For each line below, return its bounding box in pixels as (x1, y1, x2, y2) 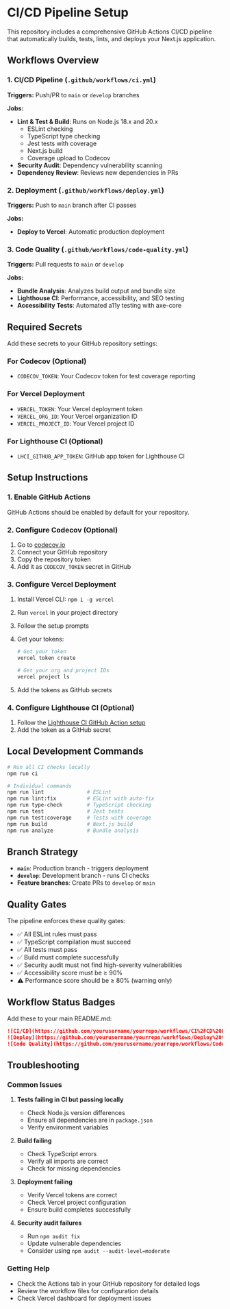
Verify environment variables (27, 1123, 109, 1131)
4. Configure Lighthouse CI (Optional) (7, 702, 135, 712)
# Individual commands (7, 783, 72, 790)
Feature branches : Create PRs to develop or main (16, 879, 155, 887)
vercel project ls (16, 673, 70, 680)
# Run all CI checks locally (7, 763, 90, 770)
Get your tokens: (16, 635, 64, 644)
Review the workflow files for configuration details (16, 1286, 159, 1295)
